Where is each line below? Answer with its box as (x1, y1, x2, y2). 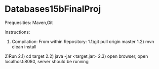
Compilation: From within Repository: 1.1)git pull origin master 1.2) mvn (11, 38, 154, 45)
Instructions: (4, 29, 30, 35)
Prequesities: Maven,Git (4, 20, 53, 25)
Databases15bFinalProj (4, 3, 101, 15)
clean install (11, 44, 37, 49)
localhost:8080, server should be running (4, 58, 89, 64)
